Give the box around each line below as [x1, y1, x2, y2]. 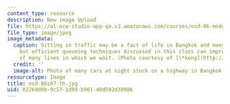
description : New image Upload [7, 16, 97, 23]
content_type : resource [7, 10, 75, 17]
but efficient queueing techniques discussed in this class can [19, 49, 207, 55]
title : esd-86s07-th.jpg [7, 80, 78, 87]
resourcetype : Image [7, 73, 66, 81]
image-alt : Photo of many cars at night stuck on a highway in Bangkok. [13, 67, 225, 74]
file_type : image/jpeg [7, 29, 72, 36]
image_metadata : [7, 36, 53, 42]
